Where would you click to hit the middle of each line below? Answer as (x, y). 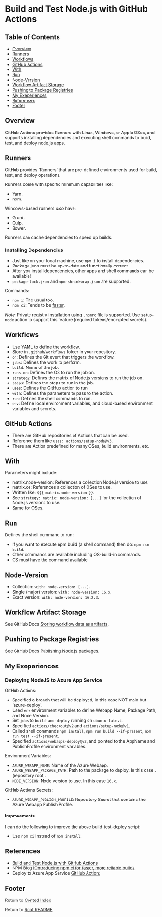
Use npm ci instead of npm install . (47, 836)
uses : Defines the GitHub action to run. (50, 388)
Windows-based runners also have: (41, 208)
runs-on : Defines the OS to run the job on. (53, 372)
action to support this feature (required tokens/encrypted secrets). (81, 319)
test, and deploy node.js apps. (35, 143)
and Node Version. (30, 716)
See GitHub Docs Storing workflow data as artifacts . (57, 624)
